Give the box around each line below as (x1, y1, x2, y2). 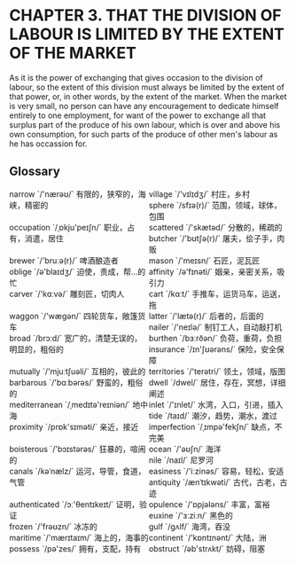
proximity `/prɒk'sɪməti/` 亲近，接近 (9, 421, 139, 432)
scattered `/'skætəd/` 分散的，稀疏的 (149, 222, 283, 232)
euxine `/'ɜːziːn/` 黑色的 (149, 510, 233, 520)
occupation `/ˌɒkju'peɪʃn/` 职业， (9, 222, 128, 232)
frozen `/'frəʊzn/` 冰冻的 (9, 520, 97, 532)
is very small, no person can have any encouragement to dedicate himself (9, 100, 279, 111)
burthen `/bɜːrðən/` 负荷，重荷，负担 (149, 332, 283, 343)
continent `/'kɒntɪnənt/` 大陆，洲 (149, 532, 268, 543)
